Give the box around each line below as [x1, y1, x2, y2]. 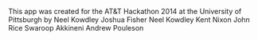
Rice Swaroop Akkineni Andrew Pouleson [8, 24, 144, 32]
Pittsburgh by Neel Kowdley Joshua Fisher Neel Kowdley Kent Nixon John [8, 15, 251, 24]
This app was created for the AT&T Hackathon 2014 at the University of [8, 7, 242, 16]
